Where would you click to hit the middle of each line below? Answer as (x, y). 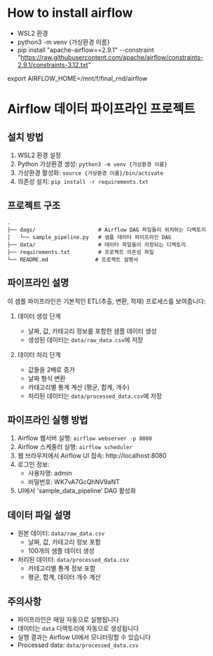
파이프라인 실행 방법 (48, 420)
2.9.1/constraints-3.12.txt (53, 65)
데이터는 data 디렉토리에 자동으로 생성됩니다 (78, 628)
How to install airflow (70, 13)
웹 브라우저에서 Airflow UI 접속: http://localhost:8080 (92, 456)
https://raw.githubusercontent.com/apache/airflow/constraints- (112, 57)
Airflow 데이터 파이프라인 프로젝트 (101, 109)
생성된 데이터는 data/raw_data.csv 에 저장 (85, 340)
